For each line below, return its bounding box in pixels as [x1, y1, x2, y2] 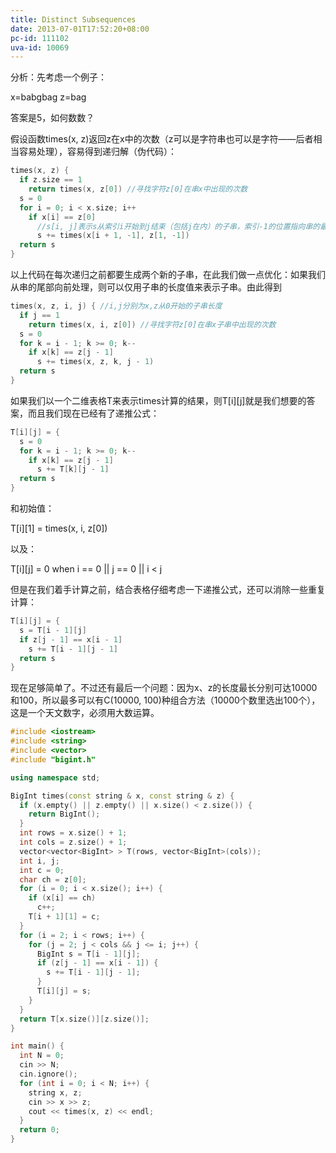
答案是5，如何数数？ [10, 112, 95, 124]
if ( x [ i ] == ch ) [28, 893, 97, 903]
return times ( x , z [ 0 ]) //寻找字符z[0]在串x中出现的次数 [28, 184, 248, 194]
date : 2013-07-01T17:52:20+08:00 [10, 24, 150, 34]
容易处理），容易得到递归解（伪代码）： [18, 146, 177, 158]
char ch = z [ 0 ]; [19, 874, 87, 885]
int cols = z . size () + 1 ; [19, 837, 128, 847]
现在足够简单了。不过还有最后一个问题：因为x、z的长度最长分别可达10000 [10, 682, 318, 694]
